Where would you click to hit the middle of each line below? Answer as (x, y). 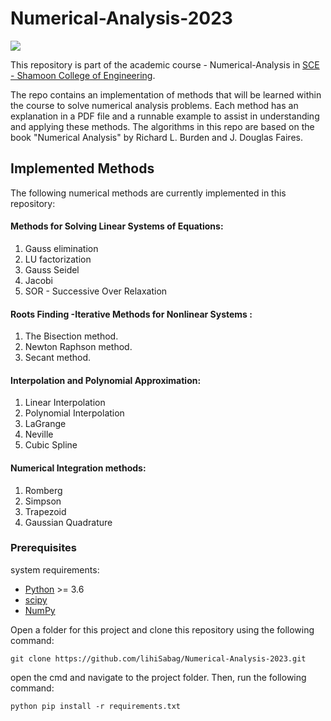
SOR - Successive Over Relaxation (96, 291)
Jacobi (39, 280)
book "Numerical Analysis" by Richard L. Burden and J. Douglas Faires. (156, 137)
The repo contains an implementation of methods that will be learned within (166, 94)
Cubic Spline (51, 445)
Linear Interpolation (65, 403)
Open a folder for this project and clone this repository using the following (162, 629)
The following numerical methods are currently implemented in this (148, 193)
